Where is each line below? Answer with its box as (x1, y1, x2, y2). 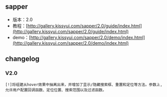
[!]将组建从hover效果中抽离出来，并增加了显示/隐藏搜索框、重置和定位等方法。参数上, (5, 82, 162, 87)
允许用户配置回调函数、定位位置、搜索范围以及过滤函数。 (5, 87, 107, 92)
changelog (5, 55, 40, 63)
